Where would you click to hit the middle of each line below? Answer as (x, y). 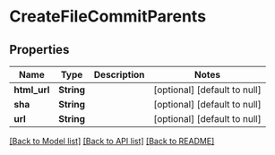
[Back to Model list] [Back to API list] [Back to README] (112, 141)
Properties (39, 50)
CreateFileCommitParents (108, 17)
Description (119, 75)
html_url (32, 90)
